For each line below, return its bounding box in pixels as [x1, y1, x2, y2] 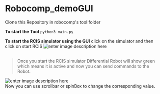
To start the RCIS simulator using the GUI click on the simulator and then [5, 38, 154, 44]
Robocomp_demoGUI [5, 3, 93, 14]
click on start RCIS [5, 43, 43, 49]
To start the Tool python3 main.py [5, 28, 74, 34]
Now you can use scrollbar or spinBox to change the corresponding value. [5, 83, 156, 89]
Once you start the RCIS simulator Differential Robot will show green [17, 58, 155, 64]
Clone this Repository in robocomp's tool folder [5, 19, 101, 25]
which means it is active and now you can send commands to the [17, 63, 150, 69]
